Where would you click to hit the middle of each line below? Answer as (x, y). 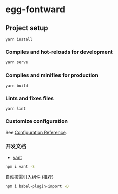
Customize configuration (37, 121)
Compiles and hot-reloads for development (59, 52)
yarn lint (16, 109)
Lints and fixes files (30, 98)
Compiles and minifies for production (52, 75)
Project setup (27, 28)
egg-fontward (35, 9)
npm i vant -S (20, 167)
